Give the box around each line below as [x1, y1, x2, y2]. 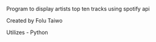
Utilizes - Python [6, 29, 49, 36]
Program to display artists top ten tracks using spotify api [6, 5, 151, 12]
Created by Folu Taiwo [6, 17, 63, 24]
